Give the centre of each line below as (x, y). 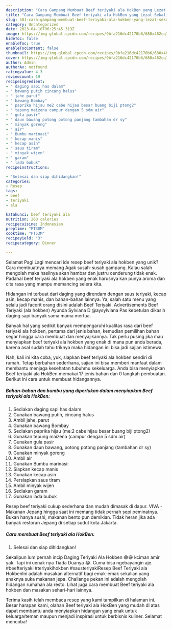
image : (13, 34)
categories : (18, 181)
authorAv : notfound (27, 67)
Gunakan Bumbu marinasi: (41, 463)
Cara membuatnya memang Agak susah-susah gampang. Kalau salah (79, 268)
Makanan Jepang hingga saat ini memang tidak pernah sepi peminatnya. (82, 512)
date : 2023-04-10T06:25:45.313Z (40, 29)
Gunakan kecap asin (35, 474)
